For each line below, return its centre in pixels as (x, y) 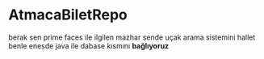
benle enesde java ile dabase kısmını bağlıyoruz (89, 45)
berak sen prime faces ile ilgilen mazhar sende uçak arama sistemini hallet (132, 37)
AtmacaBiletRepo (68, 15)
